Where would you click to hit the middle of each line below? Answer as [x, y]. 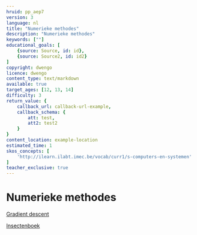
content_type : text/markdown [43, 79]
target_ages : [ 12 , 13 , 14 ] [40, 90]
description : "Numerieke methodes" [51, 34]
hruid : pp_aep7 [25, 12]
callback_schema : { [41, 112]
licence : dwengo [26, 73]
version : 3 [20, 17]
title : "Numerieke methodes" [43, 28]
